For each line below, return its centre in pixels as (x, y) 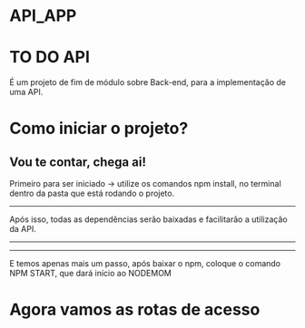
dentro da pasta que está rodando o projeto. (92, 193)
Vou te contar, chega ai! (78, 162)
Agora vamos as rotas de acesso (135, 310)
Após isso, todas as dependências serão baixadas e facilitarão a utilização (148, 219)
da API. (23, 229)
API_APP (43, 16)
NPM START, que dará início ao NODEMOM (91, 274)
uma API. (26, 92)
